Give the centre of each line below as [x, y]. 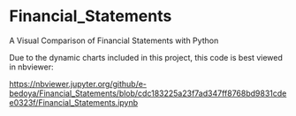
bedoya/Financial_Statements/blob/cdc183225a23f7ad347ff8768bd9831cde [148, 93]
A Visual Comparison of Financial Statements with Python [114, 40]
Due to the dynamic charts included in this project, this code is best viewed [146, 57]
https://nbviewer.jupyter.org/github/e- [78, 83]
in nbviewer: [32, 67]
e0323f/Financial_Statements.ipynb [74, 102]
